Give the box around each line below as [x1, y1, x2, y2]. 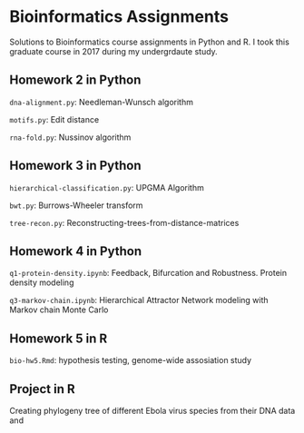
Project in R [9, 381, 75, 397]
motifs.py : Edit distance [9, 113, 100, 124]
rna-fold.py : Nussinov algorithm [9, 132, 132, 143]
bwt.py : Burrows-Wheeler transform [9, 200, 143, 211]
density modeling [9, 277, 74, 288]
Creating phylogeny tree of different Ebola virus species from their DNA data [9, 406, 296, 416]
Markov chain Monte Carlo [9, 304, 109, 315]
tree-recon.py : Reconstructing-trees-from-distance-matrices [9, 217, 240, 228]
